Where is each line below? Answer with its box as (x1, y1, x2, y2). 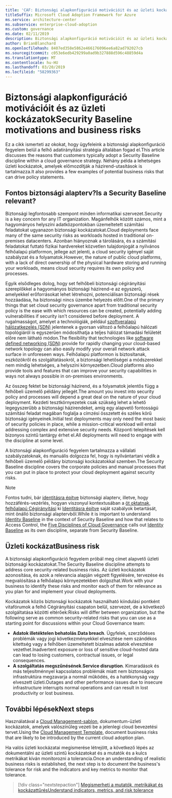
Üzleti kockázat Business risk (5, 542, 100, 551)
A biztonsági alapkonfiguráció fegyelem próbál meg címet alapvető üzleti (5, 555, 159, 562)
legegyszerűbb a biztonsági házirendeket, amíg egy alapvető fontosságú (5, 405, 159, 411)
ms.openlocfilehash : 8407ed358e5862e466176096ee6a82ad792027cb (5, 46, 143, 51)
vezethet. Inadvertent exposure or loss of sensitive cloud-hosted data (12, 646, 159, 652)
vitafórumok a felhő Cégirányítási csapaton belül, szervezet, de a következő (5, 604, 165, 610)
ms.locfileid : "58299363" (5, 70, 60, 75)
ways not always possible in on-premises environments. (5, 373, 124, 379)
